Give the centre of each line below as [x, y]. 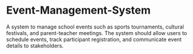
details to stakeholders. [35, 46]
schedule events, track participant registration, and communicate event [94, 39]
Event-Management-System [79, 10]
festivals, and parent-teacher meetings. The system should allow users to [96, 33]
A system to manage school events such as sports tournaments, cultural [95, 27]
